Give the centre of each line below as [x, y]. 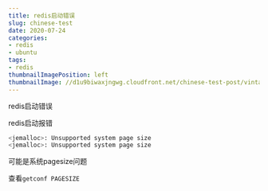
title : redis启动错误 [42, 16]
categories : [28, 38]
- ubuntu [23, 53]
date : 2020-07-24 [37, 30]
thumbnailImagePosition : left [59, 75]
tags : [17, 60]
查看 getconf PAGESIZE [44, 178]
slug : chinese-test [41, 23]
